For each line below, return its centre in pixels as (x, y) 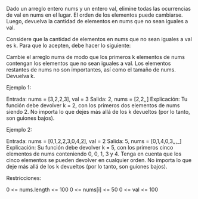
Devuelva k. (21, 76)
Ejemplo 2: (19, 130)
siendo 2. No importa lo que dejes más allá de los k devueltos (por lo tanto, (98, 112)
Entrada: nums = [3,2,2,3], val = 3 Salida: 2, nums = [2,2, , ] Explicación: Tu (97, 99)
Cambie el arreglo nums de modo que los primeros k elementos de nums (95, 57)
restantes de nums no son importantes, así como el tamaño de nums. (91, 70)
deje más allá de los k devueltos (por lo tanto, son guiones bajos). (87, 167)
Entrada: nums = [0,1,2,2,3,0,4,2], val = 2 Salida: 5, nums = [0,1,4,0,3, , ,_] (94, 141)
